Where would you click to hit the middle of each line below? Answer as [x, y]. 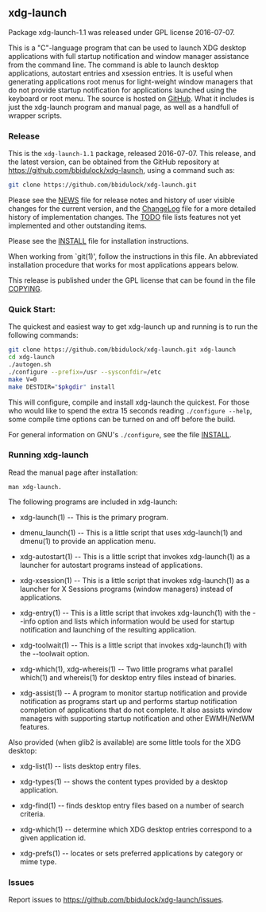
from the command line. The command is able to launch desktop [114, 65]
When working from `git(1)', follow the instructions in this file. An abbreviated [133, 256]
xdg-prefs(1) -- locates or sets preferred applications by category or [131, 853]
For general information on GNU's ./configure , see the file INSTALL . [120, 434]
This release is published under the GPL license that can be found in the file [132, 280]
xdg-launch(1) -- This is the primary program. [94, 517]
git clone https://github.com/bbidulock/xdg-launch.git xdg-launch [122, 350]
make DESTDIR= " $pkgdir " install [62, 387]
